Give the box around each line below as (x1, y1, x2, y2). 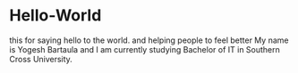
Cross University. (9, 53, 73, 64)
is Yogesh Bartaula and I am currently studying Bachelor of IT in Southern (9, 44, 280, 54)
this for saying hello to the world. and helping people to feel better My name (9, 35, 289, 45)
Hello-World (9, 5, 102, 26)
